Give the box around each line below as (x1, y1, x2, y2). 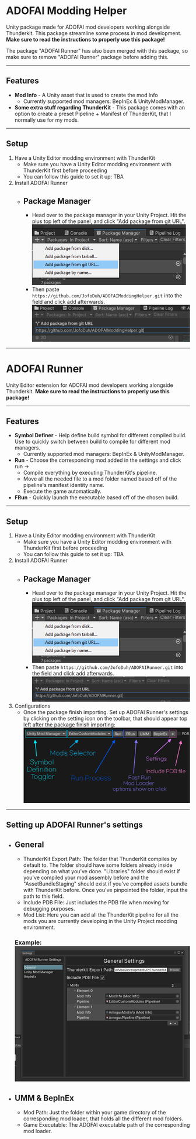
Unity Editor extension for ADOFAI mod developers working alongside (6, 382, 173, 389)
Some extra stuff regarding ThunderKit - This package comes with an (14, 104, 185, 111)
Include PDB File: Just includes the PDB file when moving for (23, 898, 169, 905)
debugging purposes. (23, 905, 75, 912)
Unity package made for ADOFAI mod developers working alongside (6, 23, 170, 30)
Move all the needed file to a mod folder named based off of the (23, 475, 177, 482)
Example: (14, 938, 42, 946)
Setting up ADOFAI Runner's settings (6, 820, 143, 829)
